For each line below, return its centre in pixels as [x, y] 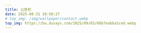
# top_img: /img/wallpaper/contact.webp [47, 18]
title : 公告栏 [18, 9]
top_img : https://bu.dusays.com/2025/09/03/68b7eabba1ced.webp [71, 23]
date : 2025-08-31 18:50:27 [32, 14]
